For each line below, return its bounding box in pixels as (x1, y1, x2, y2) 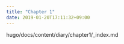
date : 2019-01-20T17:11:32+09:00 (6, 14, 90, 20)
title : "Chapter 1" (6, 8, 55, 15)
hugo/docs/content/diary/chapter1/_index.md (6, 31, 119, 38)
